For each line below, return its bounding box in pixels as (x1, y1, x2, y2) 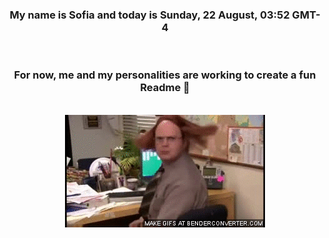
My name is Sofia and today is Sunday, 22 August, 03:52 (9, 8, 290, 22)
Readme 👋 (140, 81, 190, 95)
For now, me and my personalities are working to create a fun (13, 68, 317, 82)
